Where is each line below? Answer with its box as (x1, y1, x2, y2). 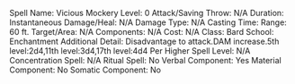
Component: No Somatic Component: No (9, 64, 162, 75)
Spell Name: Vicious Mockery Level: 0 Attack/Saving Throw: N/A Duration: (9, 8, 285, 18)
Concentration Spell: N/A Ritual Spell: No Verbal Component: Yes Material (9, 55, 282, 65)
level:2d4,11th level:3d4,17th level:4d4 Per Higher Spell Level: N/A (9, 46, 251, 56)
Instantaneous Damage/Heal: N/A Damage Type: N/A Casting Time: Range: (9, 17, 288, 28)
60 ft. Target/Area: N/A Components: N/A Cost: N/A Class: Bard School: (9, 27, 274, 37)
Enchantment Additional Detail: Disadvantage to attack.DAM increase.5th (9, 36, 280, 46)
